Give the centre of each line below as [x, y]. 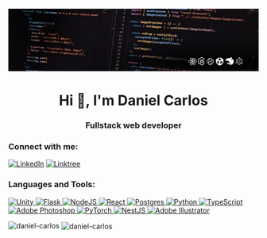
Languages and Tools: [52, 185]
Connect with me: [43, 146]
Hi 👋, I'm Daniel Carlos [133, 101]
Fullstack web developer [133, 125]
